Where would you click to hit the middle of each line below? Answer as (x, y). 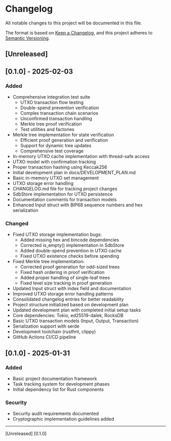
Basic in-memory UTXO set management (56, 178)
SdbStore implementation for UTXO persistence (63, 194)
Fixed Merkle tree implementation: (49, 262)
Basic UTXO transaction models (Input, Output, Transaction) (76, 321)
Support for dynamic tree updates (56, 146)
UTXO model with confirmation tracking (54, 162)
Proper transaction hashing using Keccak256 (60, 167)
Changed (17, 223)
